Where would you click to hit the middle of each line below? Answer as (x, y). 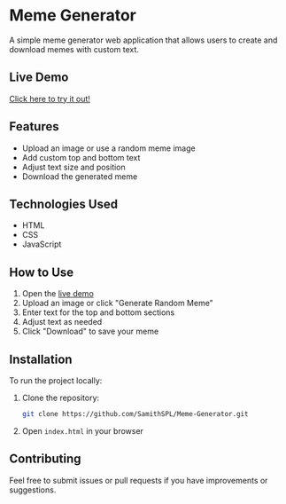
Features (34, 126)
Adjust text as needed (62, 322)
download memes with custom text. (74, 49)
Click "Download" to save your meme (90, 331)
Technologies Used (63, 204)
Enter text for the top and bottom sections (98, 312)
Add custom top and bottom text (81, 157)
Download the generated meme (80, 176)
